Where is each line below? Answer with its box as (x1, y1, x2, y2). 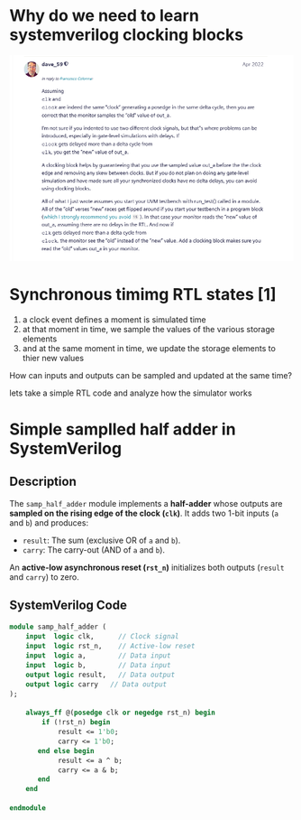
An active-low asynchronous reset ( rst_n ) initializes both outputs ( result (9, 562, 285, 573)
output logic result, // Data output (25, 670, 176, 679)
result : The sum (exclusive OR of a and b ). (22, 535, 181, 545)
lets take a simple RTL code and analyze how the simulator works (9, 387, 252, 398)
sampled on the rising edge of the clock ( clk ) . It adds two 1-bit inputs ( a (9, 508, 279, 518)
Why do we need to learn (9, 5, 200, 26)
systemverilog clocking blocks (9, 24, 244, 45)
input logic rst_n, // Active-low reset (25, 642, 196, 651)
